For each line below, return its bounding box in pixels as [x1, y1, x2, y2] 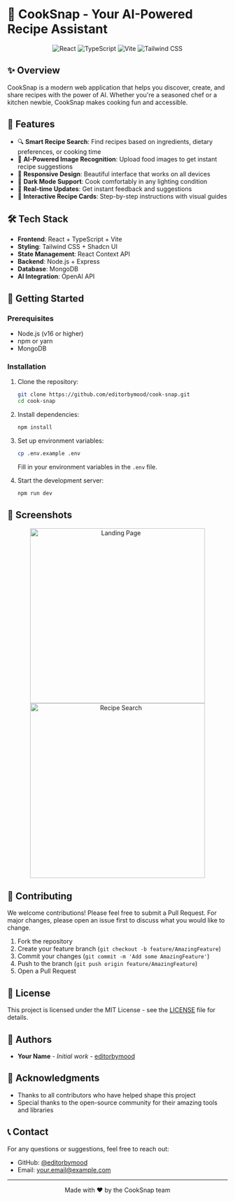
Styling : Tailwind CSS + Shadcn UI [17, 243, 117, 251]
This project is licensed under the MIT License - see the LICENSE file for [7, 1006, 215, 1014]
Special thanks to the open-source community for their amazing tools [17, 1098, 218, 1107]
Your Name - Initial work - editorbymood [17, 1052, 135, 1060]
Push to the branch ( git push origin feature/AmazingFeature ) [17, 960, 198, 968]
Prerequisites [7, 313, 54, 323]
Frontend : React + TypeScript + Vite [17, 235, 122, 243]
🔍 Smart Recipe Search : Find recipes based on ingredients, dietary [17, 137, 213, 145]
